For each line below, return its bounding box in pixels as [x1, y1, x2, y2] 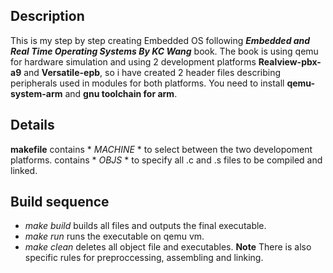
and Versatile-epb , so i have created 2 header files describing [23, 66, 282, 78]
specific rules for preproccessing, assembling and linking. [24, 252, 264, 264]
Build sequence [10, 194, 110, 211]
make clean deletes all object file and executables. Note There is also [24, 241, 312, 253]
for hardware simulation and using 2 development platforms [10, 55, 257, 68]
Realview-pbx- [258, 55, 322, 68]
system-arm [10, 87, 63, 99]
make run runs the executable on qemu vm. [24, 230, 205, 243]
